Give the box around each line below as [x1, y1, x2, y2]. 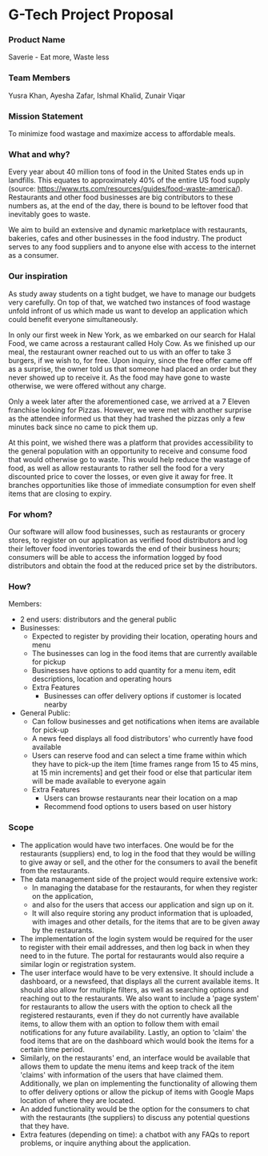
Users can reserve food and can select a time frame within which [31, 751, 247, 760]
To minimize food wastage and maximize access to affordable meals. [8, 129, 236, 139]
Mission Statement [8, 111, 84, 122]
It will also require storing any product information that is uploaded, [31, 908, 254, 918]
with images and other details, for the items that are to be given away [31, 916, 260, 926]
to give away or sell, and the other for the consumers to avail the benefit [19, 857, 258, 867]
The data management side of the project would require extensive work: [19, 874, 258, 884]
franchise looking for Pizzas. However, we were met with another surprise [8, 405, 252, 414]
